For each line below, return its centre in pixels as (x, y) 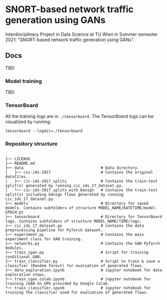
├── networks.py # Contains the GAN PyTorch (82, 243)
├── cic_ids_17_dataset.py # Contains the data (75, 226)
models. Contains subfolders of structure (51, 208)
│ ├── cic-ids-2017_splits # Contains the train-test (81, 181)
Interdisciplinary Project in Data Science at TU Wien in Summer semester (81, 34)
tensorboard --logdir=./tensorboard (44, 131)
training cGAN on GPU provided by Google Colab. (58, 283)
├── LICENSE (18, 159)
